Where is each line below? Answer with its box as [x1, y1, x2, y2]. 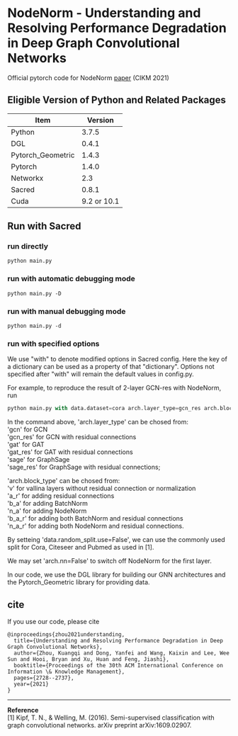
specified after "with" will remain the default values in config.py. [7, 370, 195, 378]
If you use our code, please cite [7, 618, 100, 626]
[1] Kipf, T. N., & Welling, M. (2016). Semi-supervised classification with [7, 713, 215, 722]
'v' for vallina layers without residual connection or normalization [7, 484, 196, 493]
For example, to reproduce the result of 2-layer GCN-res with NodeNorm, [7, 384, 222, 392]
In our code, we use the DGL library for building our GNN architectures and [7, 570, 226, 579]
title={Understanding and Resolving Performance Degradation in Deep [13, 638, 223, 645]
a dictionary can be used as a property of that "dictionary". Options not [7, 363, 215, 371]
